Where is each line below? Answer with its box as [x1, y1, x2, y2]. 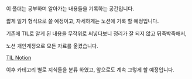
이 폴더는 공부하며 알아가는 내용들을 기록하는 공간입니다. [6, 5, 135, 12]
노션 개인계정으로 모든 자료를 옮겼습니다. [6, 43, 98, 49]
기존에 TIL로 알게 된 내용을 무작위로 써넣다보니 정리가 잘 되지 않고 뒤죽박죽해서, [6, 30, 187, 37]
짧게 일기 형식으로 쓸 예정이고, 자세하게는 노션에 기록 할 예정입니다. [6, 18, 159, 25]
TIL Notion [6, 54, 32, 61]
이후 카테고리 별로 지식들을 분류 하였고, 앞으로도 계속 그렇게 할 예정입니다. [6, 66, 174, 73]
